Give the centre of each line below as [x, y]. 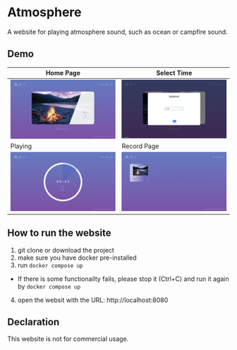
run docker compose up [50, 265]
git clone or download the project [66, 250]
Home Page [63, 73]
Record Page [140, 146]
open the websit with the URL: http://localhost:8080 [93, 300]
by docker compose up [49, 286]
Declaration [34, 322]
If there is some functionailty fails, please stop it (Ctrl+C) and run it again [123, 279]
